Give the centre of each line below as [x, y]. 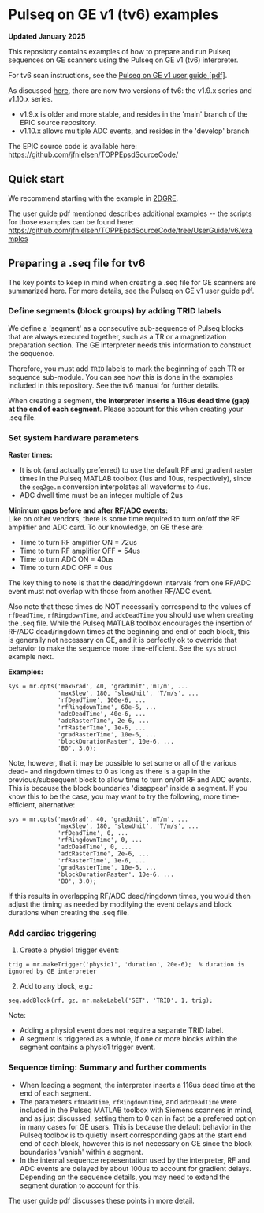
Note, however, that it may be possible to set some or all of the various [123, 763]
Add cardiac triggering [52, 933]
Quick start [36, 179]
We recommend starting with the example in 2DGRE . [93, 198]
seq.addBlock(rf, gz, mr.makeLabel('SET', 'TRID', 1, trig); [111, 1001]
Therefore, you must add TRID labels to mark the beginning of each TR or [126, 369]
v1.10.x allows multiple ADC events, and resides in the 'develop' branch [134, 131]
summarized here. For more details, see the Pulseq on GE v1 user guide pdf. [131, 291]
